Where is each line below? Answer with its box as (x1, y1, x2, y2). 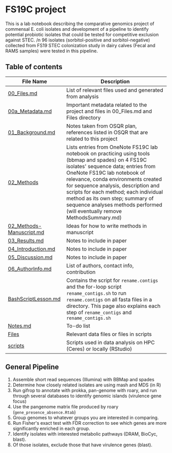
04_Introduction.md (8, 245, 55, 252)
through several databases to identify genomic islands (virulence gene (12, 393, 162, 399)
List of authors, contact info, (66, 262, 134, 269)
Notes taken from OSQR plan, (66, 122, 137, 129)
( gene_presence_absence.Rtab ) (12, 409, 76, 415)
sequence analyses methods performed (66, 201, 163, 208)
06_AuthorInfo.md (8, 265, 52, 272)
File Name (22, 78, 48, 85)
